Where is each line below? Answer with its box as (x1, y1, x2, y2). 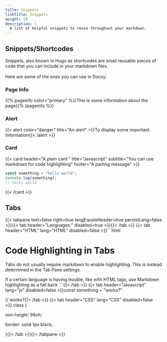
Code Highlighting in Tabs (5, 245, 115, 256)
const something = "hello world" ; (5, 170, 77, 175)
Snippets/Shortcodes (5, 44, 73, 53)
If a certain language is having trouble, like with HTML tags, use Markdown (5, 276, 159, 282)
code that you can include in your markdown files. (5, 63, 108, 69)
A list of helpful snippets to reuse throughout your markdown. (9, 26, 146, 31)
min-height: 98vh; (5, 312, 42, 318)
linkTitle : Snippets (5, 12, 48, 17)
